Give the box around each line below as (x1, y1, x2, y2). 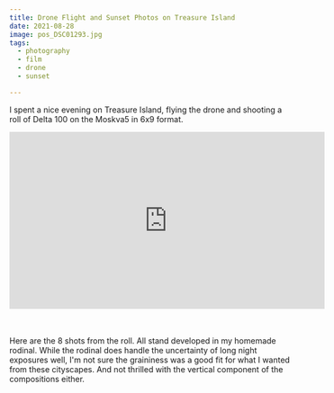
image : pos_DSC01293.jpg (9, 30, 103, 39)
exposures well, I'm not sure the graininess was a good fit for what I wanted (9, 354, 291, 365)
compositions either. (9, 373, 86, 384)
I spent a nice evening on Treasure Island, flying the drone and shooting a (9, 104, 283, 115)
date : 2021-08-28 (9, 22, 75, 31)
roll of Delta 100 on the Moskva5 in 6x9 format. (9, 113, 184, 124)
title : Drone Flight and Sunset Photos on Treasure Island (9, 13, 236, 22)
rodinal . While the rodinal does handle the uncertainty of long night (9, 344, 257, 355)
